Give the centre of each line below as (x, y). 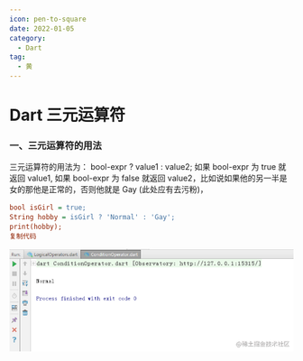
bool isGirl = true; (48, 208)
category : (28, 38)
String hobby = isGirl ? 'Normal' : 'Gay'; (92, 218)
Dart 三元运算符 (68, 115)
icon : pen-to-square (48, 19)
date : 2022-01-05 (42, 28)
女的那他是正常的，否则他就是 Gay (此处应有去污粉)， (109, 190)
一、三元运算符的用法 (55, 146)
